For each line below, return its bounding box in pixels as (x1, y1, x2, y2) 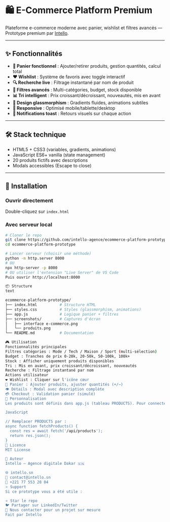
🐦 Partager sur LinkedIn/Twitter (5, 503, 77, 508)
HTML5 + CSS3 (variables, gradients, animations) (12, 146, 116, 152)
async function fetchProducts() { (5, 424, 78, 429)
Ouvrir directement (5, 197, 54, 204)
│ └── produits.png (5, 326, 51, 331)
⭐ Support (5, 484, 26, 489)
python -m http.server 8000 (5, 256, 65, 261)
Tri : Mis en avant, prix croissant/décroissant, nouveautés (5, 363, 137, 368)
